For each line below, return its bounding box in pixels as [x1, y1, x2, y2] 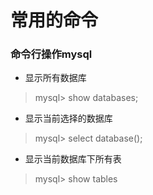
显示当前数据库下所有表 [24, 153, 122, 165]
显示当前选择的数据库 [24, 112, 113, 125]
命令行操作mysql [10, 47, 93, 61]
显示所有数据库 [24, 72, 87, 84]
